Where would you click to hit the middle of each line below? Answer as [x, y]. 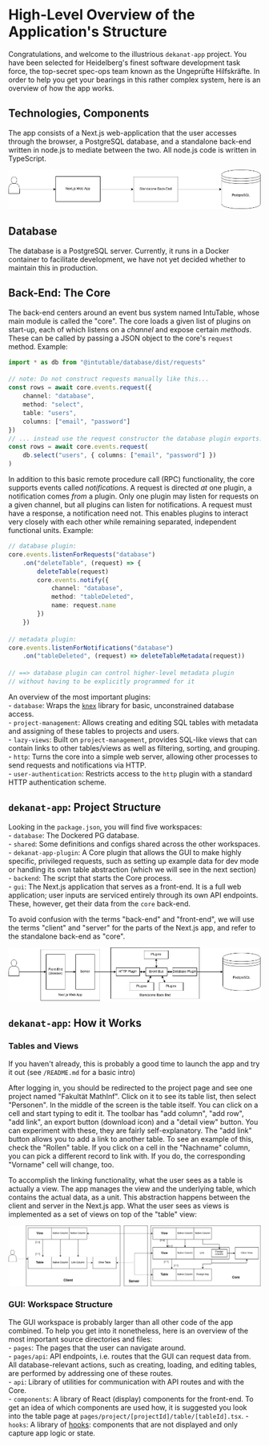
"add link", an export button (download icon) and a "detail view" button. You [133, 1122]
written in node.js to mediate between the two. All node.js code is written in [132, 149]
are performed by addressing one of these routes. [91, 1373]
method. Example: [38, 346]
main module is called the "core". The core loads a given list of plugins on [129, 321]
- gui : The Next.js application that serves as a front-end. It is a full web [125, 886]
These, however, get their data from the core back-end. [99, 903]
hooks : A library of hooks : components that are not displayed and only [123, 1424]
